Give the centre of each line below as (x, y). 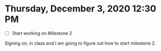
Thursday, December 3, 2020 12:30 (80, 9)
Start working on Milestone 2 (42, 33)
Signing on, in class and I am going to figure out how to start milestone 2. (80, 43)
